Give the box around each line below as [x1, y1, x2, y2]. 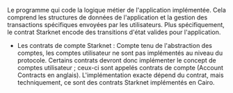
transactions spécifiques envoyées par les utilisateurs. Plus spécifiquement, [7, 21, 225, 28]
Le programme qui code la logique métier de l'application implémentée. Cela [7, 6, 226, 14]
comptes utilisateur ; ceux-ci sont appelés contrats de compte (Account [17, 64, 224, 71]
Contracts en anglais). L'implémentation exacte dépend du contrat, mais [17, 71, 224, 79]
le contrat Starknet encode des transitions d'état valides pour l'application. [7, 28, 221, 36]
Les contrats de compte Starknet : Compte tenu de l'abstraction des [17, 42, 212, 49]
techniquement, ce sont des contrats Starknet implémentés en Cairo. [17, 78, 215, 86]
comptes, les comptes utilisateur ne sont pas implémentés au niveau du [17, 49, 223, 57]
